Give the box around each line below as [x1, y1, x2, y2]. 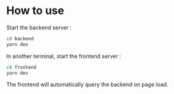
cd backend [6, 35, 34, 42]
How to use [6, 4, 64, 18]
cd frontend [6, 64, 37, 70]
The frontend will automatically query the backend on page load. [6, 81, 169, 89]
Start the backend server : [6, 24, 72, 31]
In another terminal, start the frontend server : [6, 52, 122, 60]
